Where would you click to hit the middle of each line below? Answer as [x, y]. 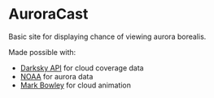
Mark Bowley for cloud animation [76, 85]
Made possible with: [42, 52]
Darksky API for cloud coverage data [82, 68]
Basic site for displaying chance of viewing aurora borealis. [107, 36]
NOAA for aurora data [57, 76]
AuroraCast [48, 14]
